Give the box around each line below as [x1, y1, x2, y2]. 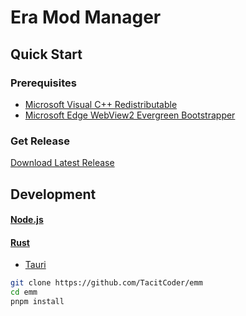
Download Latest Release [10, 157, 115, 169]
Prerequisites [10, 76, 77, 90]
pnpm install [10, 297, 65, 307]
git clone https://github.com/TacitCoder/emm [10, 278, 203, 288]
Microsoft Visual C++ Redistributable [24, 98, 178, 110]
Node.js [10, 214, 44, 226]
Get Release [10, 134, 70, 148]
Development [10, 186, 97, 203]
